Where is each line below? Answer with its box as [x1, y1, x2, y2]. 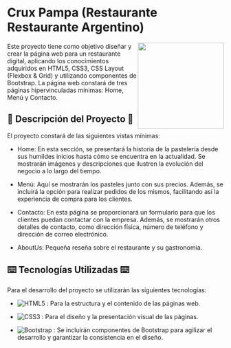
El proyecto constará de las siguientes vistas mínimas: [7, 131, 160, 140]
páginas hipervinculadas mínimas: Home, [7, 86, 124, 94]
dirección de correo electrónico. [16, 230, 109, 238]
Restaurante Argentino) [7, 19, 144, 35]
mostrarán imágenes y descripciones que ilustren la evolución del [16, 160, 204, 168]
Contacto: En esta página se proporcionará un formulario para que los [16, 208, 215, 216]
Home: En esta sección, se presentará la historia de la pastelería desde [16, 144, 219, 153]
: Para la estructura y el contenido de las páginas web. [47, 299, 201, 307]
